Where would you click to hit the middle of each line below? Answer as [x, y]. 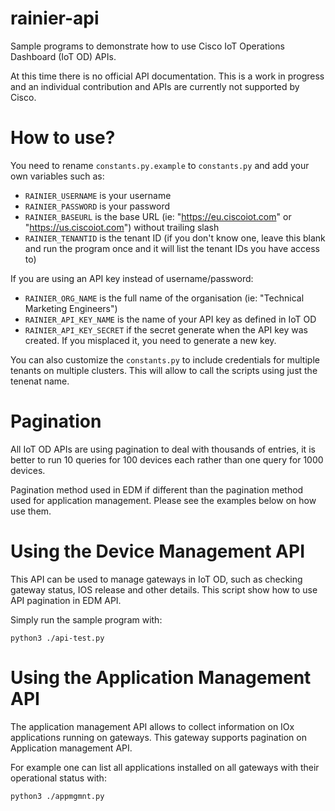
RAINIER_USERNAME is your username [98, 195]
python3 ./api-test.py [57, 638]
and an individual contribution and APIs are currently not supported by [155, 86]
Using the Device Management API [157, 551]
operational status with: [58, 778]
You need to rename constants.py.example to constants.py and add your [160, 165]
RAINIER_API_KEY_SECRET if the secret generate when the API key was [166, 329]
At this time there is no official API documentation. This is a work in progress [167, 76]
